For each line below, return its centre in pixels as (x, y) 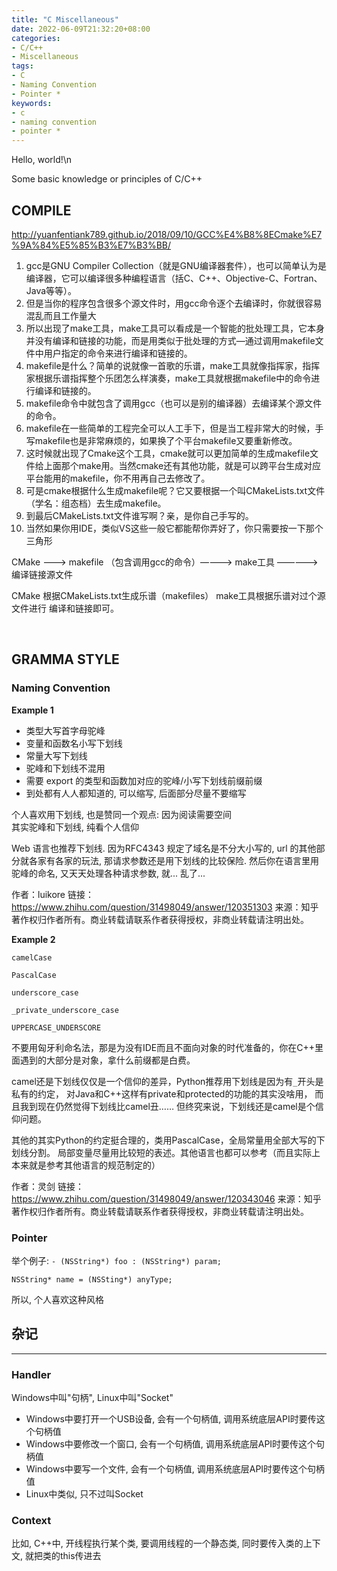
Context (31, 1520)
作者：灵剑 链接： (47, 1186)
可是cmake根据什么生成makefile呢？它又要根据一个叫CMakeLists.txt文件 (175, 490)
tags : (22, 66)
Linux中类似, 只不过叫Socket (84, 1494)
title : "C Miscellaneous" (65, 19)
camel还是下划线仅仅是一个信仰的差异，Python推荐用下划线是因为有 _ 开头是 (167, 1081)
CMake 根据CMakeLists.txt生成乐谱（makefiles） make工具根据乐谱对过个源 (168, 595)
